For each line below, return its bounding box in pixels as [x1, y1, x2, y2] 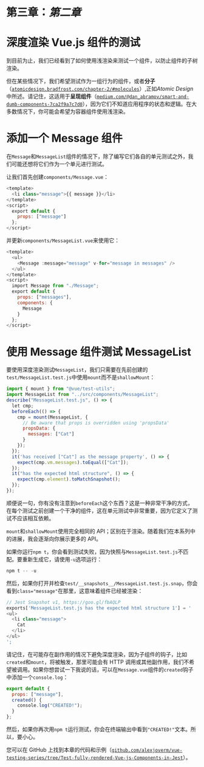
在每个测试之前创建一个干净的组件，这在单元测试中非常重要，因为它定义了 [6, 507, 192, 514]
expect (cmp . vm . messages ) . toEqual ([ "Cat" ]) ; [17, 459, 129, 465]
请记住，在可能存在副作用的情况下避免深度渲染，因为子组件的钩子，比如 [6, 650, 187, 658]
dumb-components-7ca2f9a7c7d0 [6, 102, 83, 108]
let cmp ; [12, 403, 34, 409]
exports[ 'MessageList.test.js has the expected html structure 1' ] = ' [6, 605, 191, 611]
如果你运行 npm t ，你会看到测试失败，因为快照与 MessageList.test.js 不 [6, 548, 183, 555]
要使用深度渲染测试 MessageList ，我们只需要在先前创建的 [6, 366, 148, 373]
